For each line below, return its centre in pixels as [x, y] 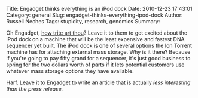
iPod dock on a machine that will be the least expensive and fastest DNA [95, 39]
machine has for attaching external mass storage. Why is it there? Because [98, 52]
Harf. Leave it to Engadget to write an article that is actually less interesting [98, 82]
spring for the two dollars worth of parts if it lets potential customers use [95, 65]
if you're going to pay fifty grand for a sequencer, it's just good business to [98, 58]
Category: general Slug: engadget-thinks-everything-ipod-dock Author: [95, 15]
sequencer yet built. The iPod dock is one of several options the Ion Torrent [99, 45]
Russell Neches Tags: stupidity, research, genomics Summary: [83, 21]
